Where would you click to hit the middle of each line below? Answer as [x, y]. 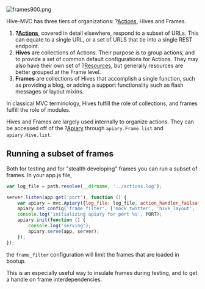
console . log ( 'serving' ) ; [60, 226]
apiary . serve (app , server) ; [64, 231]
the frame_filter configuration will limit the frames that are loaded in [93, 254]
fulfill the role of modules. [39, 110]
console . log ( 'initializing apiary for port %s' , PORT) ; [90, 214]
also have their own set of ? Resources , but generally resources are [99, 65]
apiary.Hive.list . [29, 135]
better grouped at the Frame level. [58, 72]
